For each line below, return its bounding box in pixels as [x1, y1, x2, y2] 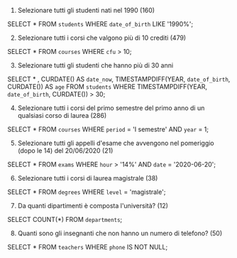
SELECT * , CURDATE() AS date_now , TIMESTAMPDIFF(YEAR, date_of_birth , [7, 75, 231, 83]
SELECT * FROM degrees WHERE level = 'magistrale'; [7, 188, 166, 196]
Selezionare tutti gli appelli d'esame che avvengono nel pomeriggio [17, 139, 214, 147]
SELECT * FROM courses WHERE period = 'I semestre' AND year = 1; [7, 125, 209, 134]
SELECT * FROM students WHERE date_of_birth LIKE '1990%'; [7, 20, 194, 28]
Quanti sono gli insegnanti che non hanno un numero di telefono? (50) [17, 229, 223, 237]
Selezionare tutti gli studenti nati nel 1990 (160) [17, 6, 155, 14]
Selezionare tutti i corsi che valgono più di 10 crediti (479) [17, 33, 187, 42]
